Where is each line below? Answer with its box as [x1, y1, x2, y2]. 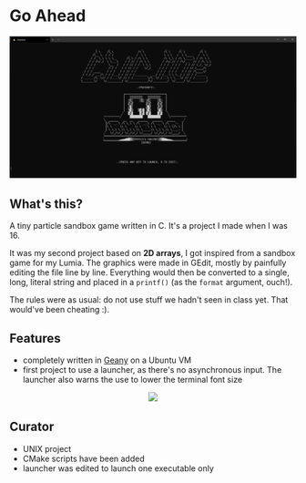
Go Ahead [9, 5, 87, 26]
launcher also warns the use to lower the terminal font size [22, 375, 243, 385]
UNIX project [22, 443, 72, 454]
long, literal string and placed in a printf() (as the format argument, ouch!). [9, 277, 293, 288]
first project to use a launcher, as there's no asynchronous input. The [22, 365, 282, 375]
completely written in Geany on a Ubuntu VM [22, 355, 192, 365]
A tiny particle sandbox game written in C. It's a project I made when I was [9, 221, 289, 231]
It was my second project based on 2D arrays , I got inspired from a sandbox [9, 248, 296, 259]
